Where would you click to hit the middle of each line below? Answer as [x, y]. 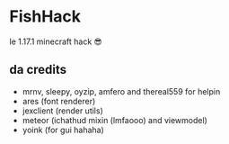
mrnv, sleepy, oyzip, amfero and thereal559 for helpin [121, 91]
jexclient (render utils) [62, 111]
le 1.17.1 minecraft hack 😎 [56, 41]
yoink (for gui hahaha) [63, 130]
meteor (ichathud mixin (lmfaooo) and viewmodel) [115, 120]
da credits [38, 70]
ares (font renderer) [59, 101]
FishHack [45, 17]
